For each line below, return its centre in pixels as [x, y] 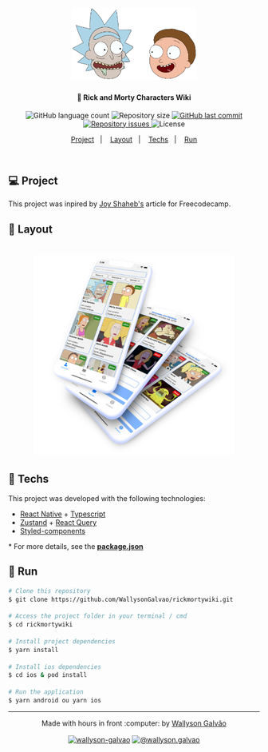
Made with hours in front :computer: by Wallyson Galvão [134, 723]
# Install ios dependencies [55, 666]
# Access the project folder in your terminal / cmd [98, 616]
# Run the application [46, 692]
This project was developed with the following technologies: [107, 498]
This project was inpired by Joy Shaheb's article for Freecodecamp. [120, 204]
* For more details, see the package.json [76, 546]
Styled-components [53, 531]
